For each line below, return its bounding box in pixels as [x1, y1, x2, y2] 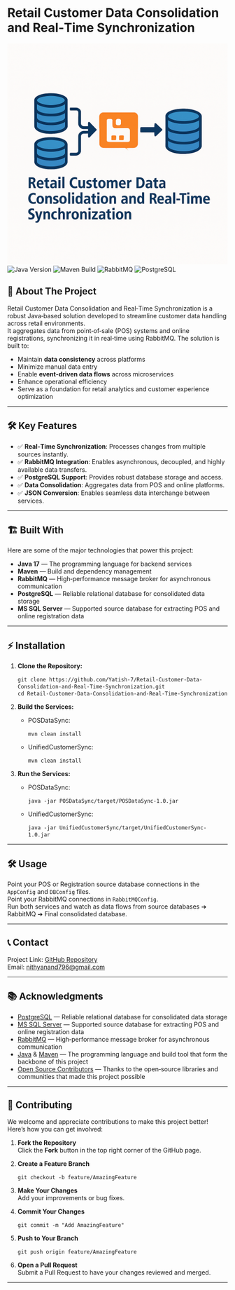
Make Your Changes [17, 1186, 78, 1195]
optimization [17, 392, 54, 400]
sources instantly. [17, 450, 69, 459]
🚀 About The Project [7, 285, 97, 297]
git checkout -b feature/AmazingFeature [17, 1174, 137, 1181]
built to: [7, 341, 29, 350]
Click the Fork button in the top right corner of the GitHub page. [17, 1146, 201, 1155]
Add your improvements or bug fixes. [17, 1194, 125, 1202]
